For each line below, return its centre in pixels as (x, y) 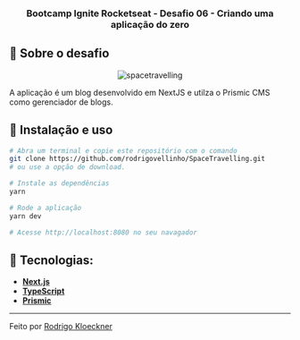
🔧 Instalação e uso (61, 130)
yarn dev (25, 216)
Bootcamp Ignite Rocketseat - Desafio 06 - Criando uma (150, 13)
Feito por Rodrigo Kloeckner (61, 327)
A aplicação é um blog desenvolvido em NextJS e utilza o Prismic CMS (140, 92)
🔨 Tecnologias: (51, 260)
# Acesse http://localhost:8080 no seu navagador (104, 232)
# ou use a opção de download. (67, 167)
